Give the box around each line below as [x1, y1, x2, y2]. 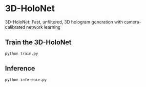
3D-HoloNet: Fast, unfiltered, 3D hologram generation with [5, 19, 123, 25]
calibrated [5, 24, 25, 30]
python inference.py [5, 77, 47, 82]
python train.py [5, 51, 38, 56]
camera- [124, 19, 142, 25]
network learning [26, 24, 61, 30]
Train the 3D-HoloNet [5, 38, 72, 47]
